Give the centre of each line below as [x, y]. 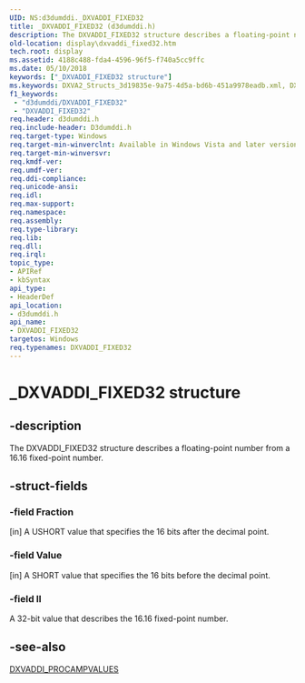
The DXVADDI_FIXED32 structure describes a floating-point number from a [150, 447]
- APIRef [26, 272]
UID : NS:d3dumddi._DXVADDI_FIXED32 [77, 18]
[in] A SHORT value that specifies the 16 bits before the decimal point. [140, 575]
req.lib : [26, 237]
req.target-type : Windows [58, 136]
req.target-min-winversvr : [60, 153]
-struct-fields [49, 486]
